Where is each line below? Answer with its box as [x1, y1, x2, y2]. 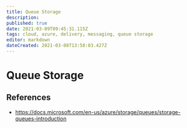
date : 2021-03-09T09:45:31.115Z [6, 25, 88, 32]
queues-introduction [15, 115, 67, 122]
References [6, 92, 51, 103]
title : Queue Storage [6, 8, 61, 15]
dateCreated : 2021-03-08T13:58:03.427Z [6, 43, 107, 49]
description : [6, 14, 39, 21]
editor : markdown [6, 37, 50, 43]
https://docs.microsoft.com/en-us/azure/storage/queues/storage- [15, 108, 181, 115]
